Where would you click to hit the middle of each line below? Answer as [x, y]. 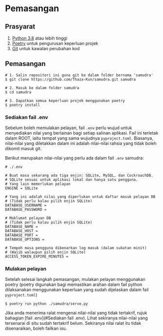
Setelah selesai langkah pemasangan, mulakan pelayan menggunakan [75, 279]
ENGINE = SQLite [21, 188]
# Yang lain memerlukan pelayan [38, 184]
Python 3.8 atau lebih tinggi [40, 38]
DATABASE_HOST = [21, 231]
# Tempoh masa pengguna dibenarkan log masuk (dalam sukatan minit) [76, 248]
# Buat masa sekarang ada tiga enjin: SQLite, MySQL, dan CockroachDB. [79, 176]
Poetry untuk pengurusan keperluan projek [55, 43]
